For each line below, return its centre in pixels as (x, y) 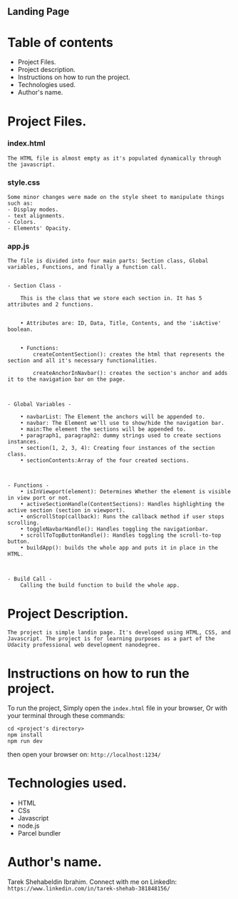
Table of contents (61, 42)
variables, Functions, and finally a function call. (87, 267)
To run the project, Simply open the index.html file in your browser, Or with (118, 708)
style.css (24, 183)
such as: (20, 204)
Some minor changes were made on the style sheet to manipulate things (116, 197)
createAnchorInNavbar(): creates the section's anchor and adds (130, 374)
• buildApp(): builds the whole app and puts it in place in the (119, 548)
